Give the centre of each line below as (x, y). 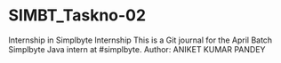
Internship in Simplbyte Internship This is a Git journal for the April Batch (140, 40)
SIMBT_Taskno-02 (77, 16)
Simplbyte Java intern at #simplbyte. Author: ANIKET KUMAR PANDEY (137, 49)
